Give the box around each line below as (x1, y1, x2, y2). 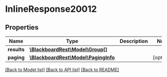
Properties (5, 23, 39, 32)
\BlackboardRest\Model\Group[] (29, 46, 108, 53)
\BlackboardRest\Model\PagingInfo (29, 54, 115, 61)
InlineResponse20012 (5, 3, 97, 15)
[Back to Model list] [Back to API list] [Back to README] (5, 67, 119, 73)
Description (119, 38, 148, 44)
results (7, 46, 25, 53)
